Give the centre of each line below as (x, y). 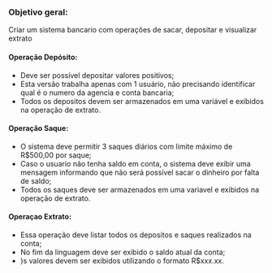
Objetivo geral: (38, 12)
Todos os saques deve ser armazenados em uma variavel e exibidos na (140, 189)
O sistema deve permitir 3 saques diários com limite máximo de (126, 146)
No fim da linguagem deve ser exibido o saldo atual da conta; (123, 252)
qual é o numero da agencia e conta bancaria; (97, 93)
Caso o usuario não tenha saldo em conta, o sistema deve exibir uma (136, 163)
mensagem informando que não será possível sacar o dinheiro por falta (140, 172)
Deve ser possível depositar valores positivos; (97, 75)
